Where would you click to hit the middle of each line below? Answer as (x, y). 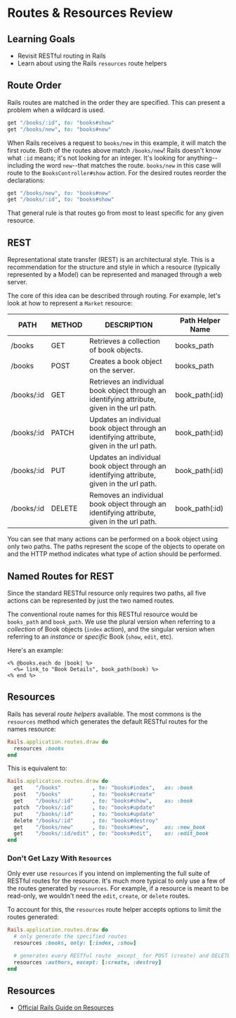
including (21, 165)
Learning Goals (41, 39)
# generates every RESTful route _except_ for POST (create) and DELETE (122, 956)
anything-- (202, 158)
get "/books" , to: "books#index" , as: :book (103, 788)
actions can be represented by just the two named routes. (91, 601)
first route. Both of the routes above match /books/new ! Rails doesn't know (114, 150)
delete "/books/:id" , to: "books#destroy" (86, 821)
